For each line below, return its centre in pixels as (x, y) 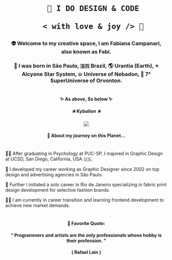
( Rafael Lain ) (86, 252)
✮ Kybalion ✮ (86, 111)
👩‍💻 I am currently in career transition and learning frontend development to (85, 200)
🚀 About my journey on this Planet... (86, 135)
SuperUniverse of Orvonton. (86, 81)
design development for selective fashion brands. (58, 190)
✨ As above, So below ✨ (86, 99)
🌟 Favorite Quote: (86, 224)
